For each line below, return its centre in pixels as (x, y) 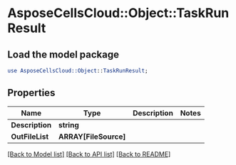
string (69, 124)
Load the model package (63, 54)
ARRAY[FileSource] (92, 137)
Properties (31, 93)
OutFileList (30, 137)
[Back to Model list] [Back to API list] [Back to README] (89, 154)
